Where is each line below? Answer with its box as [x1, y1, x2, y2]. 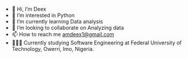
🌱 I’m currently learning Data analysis [11, 18, 103, 25]
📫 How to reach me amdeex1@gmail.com [11, 31, 114, 37]
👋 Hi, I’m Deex [11, 6, 46, 12]
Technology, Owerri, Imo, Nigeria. [11, 46, 94, 52]
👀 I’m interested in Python [11, 12, 75, 19]
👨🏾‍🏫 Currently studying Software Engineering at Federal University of [11, 39, 182, 46]
